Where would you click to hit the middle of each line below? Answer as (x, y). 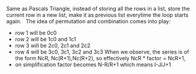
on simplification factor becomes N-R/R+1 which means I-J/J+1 (93, 64)
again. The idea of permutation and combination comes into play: (88, 21)
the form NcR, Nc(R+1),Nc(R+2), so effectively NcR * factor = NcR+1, (100, 58)
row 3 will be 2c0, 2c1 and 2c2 (53, 45)
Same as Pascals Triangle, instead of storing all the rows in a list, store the (98, 9)
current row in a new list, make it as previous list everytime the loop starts (97, 15)
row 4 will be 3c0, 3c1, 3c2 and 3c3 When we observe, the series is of (102, 52)
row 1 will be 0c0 (36, 33)
